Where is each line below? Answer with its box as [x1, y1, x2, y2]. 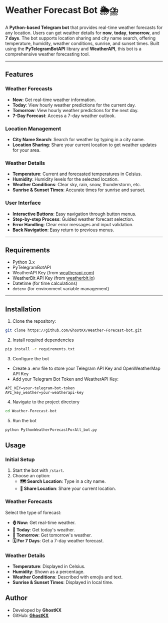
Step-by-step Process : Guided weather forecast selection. [12, 216, 134, 222]
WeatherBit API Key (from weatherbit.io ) [12, 275, 95, 281]
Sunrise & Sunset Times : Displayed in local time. [12, 579, 113, 585]
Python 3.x [12, 259, 35, 265]
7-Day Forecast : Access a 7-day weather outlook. [12, 113, 116, 119]
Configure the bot [12, 355, 49, 361]
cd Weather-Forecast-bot [5, 408, 57, 413]
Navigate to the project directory [12, 399, 80, 405]
